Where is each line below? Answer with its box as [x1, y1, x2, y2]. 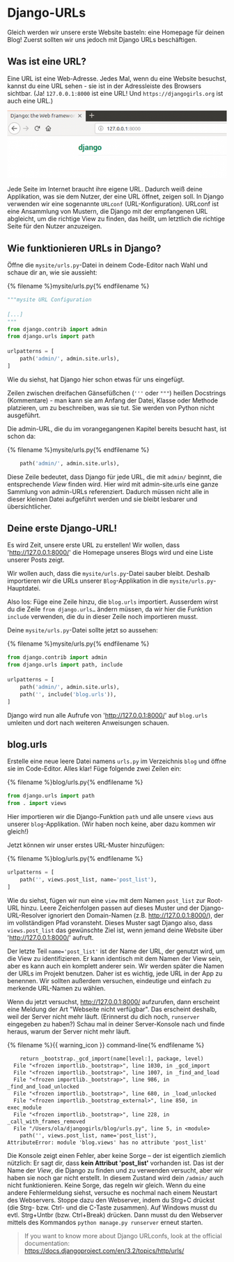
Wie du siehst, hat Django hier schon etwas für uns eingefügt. [7, 375, 185, 384]
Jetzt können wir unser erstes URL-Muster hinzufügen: [7, 841, 165, 850]
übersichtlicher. [7, 502, 52, 511]
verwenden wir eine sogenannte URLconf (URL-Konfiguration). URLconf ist [7, 200, 219, 208]
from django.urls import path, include [7, 662, 123, 669]
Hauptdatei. [7, 584, 41, 593]
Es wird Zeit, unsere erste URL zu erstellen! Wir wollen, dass [7, 541, 180, 549]
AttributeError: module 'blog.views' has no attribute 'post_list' [7, 1139, 208, 1146]
